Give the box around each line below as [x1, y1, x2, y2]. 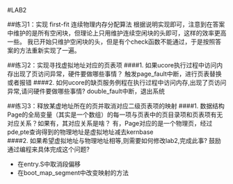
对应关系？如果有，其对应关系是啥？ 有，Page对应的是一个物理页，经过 [7, 119, 213, 127]
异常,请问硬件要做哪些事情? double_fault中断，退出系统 [7, 87, 166, 95]
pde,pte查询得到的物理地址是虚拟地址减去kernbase [7, 128, 154, 136]
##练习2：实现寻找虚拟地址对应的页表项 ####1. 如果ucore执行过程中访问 [7, 61, 217, 69]
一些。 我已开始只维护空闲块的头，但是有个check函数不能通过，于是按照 [7, 37, 216, 46]
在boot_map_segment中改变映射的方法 [17, 169, 129, 176]
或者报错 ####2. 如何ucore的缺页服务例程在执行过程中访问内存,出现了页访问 [7, 78, 227, 86]
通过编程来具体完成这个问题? [7, 145, 90, 153]
